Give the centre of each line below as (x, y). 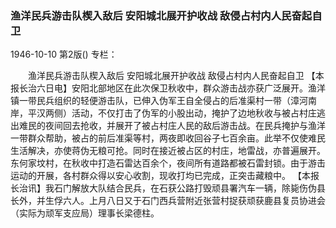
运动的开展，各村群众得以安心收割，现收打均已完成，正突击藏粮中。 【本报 (165, 176)
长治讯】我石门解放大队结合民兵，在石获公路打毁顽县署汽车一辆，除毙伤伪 (163, 188)
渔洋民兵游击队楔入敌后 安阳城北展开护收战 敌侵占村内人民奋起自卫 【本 (176, 76)
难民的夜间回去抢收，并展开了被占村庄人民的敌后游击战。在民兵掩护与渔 (167, 126)
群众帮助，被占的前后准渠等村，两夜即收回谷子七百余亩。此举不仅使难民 (176, 138)
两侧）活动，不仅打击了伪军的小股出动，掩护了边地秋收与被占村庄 (180, 113)
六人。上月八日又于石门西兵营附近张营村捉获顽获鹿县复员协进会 (194, 201)
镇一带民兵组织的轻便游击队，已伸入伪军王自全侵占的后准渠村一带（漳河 (159, 101)
